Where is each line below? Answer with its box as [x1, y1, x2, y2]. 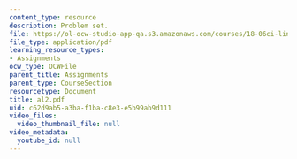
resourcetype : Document [9, 87, 97, 95]
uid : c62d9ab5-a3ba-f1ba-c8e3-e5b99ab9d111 [9, 103, 172, 112]
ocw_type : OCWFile [9, 63, 77, 72]
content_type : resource [9, 12, 97, 22]
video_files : [9, 111, 57, 120]
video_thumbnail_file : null [17, 120, 121, 129]
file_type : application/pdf [9, 37, 113, 47]
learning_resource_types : [9, 46, 104, 55]
